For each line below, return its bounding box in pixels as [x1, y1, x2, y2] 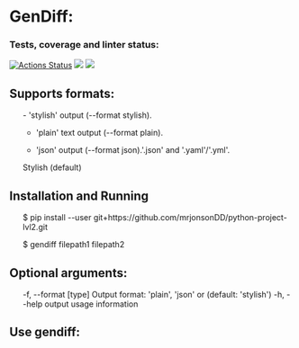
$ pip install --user [22, 212, 92, 223]
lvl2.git [22, 222, 48, 233]
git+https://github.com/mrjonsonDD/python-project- [93, 212, 288, 223]
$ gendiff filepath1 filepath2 [22, 239, 125, 250]
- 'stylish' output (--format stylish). [22, 110, 152, 120]
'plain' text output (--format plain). [35, 128, 164, 138]
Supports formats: [9, 85, 115, 101]
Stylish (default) [22, 162, 83, 173]
